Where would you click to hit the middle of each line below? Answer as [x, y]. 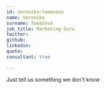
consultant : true [28, 57]
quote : [15, 51]
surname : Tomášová [30, 23]
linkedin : [19, 46]
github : [16, 40]
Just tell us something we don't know [53, 79]
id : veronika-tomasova [35, 12]
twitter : [17, 35]
